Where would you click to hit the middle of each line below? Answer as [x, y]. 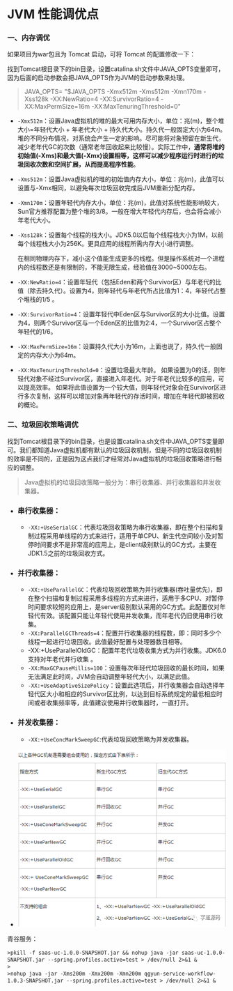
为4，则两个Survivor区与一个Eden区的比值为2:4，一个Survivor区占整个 [119, 323]
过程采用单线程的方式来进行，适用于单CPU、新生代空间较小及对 [126, 536]
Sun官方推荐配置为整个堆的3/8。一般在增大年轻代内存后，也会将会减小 [119, 212]
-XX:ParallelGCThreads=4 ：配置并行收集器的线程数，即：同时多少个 [124, 633]
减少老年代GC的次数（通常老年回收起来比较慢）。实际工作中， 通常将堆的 [121, 147]
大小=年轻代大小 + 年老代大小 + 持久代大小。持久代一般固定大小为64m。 [122, 130]
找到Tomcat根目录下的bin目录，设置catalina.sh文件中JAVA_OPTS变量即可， [116, 69]
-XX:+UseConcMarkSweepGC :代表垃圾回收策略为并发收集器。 [110, 739]
